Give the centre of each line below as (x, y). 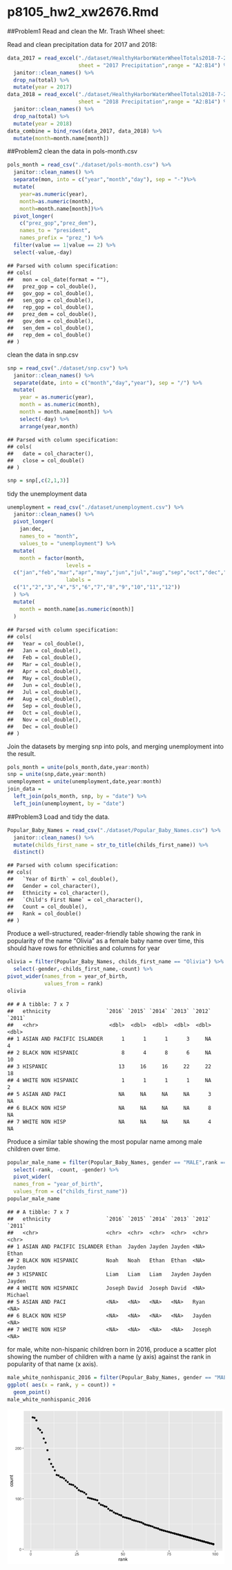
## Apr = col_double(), (44, 671)
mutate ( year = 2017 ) (43, 87)
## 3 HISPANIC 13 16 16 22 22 (109, 1066)
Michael (18, 1295)
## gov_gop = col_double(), (51, 293)
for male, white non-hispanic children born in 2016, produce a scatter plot (112, 1349)
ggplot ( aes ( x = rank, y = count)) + (61, 1385)
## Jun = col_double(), (44, 685)
